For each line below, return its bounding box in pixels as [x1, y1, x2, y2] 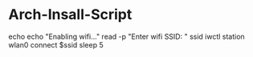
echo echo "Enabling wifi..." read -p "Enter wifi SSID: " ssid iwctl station [8, 32, 245, 41]
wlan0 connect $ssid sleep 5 [8, 40, 104, 49]
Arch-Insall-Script [8, 6, 133, 24]
